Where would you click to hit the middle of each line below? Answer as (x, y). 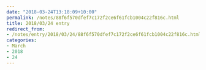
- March (16, 46)
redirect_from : (26, 29)
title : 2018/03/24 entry (38, 23)
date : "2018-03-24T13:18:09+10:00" (52, 12)
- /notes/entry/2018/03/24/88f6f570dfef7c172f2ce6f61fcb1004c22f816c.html (104, 35)
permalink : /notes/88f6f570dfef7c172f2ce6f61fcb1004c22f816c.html (93, 18)
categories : (21, 40)
